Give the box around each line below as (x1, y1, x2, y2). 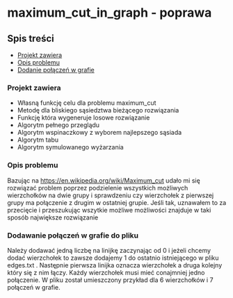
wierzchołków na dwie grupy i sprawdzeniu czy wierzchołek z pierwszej (7, 191, 214, 199)
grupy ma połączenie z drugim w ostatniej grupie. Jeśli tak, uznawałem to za (7, 198, 227, 206)
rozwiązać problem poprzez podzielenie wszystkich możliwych (7, 183, 188, 192)
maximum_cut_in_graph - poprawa (7, 5, 212, 21)
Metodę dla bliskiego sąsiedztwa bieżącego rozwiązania (17, 106, 179, 115)
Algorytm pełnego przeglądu (17, 121, 99, 129)
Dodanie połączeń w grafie (17, 66, 95, 74)
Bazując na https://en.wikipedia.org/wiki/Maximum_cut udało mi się (7, 176, 200, 185)
